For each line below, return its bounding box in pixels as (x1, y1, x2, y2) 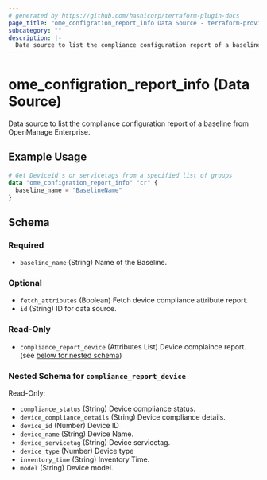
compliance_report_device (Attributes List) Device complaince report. (19, 341, 246, 351)
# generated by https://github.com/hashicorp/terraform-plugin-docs (8, 11, 240, 20)
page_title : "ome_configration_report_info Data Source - (8, 19, 204, 27)
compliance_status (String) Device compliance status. (19, 404, 196, 413)
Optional (8, 277, 42, 288)
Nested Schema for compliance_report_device (8, 370, 187, 381)
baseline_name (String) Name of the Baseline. (19, 258, 168, 267)
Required (8, 240, 44, 251)
